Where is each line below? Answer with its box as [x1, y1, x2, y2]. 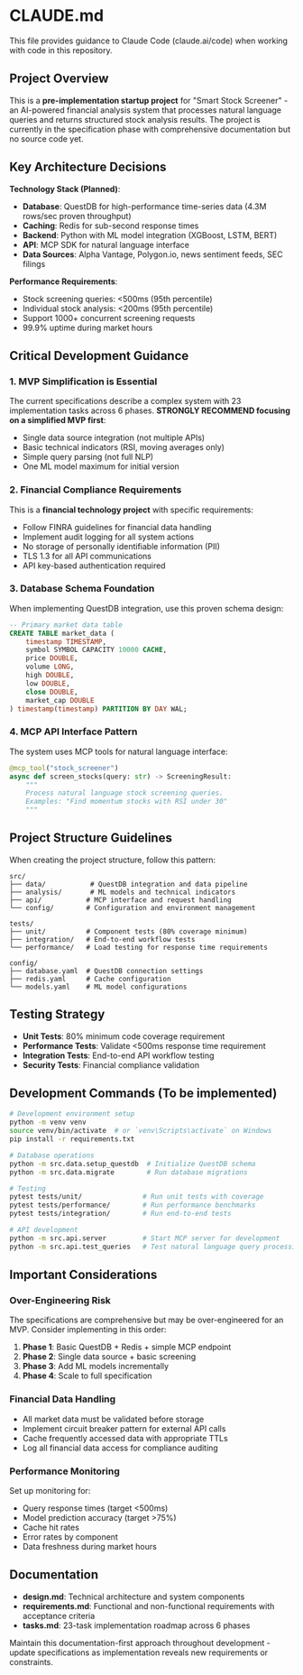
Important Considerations [9, 1267, 158, 1283]
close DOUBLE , [25, 687, 78, 696]
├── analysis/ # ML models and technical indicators [9, 888, 236, 897]
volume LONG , [25, 662, 75, 672]
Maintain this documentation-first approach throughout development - [9, 1637, 271, 1648]
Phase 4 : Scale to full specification [22, 1370, 152, 1381]
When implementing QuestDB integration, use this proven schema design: [9, 603, 284, 613]
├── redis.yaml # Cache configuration [9, 974, 171, 983]
